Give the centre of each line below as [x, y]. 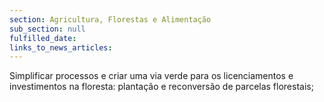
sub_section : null [47, 29]
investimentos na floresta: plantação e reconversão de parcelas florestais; [161, 87]
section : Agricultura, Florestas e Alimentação [110, 19]
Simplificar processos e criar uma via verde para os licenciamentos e [151, 76]
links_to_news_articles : [61, 47]
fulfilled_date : [43, 38]
